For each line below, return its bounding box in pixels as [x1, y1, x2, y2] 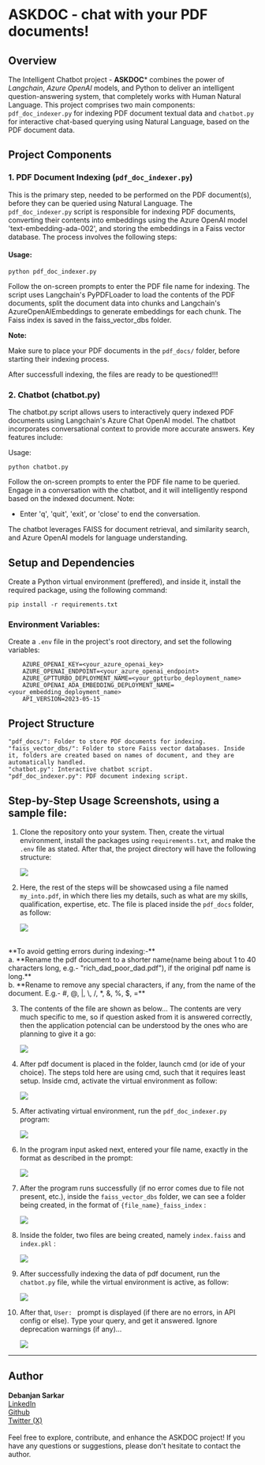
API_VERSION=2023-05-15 [22, 695, 101, 704]
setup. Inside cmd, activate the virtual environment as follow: [19, 1076, 218, 1085]
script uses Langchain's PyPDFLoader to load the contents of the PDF [8, 290, 235, 299]
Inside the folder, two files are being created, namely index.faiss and [19, 1230, 246, 1239]
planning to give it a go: [19, 1029, 96, 1038]
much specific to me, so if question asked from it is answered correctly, [19, 1011, 252, 1022]
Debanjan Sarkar [8, 1391, 65, 1400]
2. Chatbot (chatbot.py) [8, 389, 101, 400]
